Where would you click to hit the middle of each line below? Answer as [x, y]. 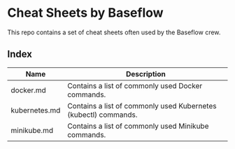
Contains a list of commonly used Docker [135, 85]
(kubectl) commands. [102, 115]
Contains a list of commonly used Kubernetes [142, 106]
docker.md [29, 90]
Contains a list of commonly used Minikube [138, 126]
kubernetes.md [36, 110]
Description [145, 73]
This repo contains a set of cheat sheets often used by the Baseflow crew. [114, 32]
